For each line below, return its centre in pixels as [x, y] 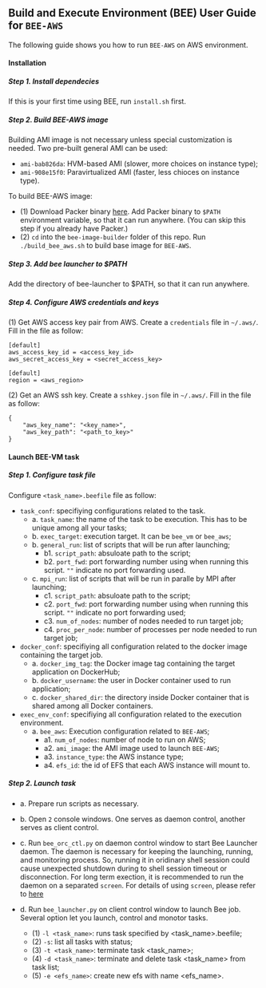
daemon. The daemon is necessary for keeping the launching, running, [136, 851]
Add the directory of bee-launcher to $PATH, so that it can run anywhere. [129, 284]
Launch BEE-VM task [44, 456]
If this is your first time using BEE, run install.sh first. [97, 101]
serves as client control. [59, 827]
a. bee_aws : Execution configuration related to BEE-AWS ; [121, 731]
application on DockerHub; [76, 672]
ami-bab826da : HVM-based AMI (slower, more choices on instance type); [139, 164]
